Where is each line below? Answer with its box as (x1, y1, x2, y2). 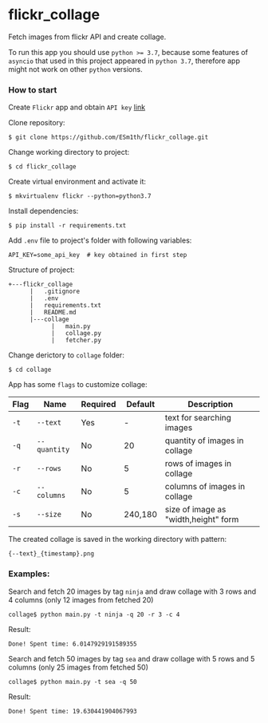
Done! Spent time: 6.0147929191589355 (8, 640, 137, 648)
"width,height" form (164, 514, 239, 525)
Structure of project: (8, 265, 75, 275)
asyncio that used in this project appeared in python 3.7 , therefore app (8, 56, 241, 65)
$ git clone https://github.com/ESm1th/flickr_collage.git (8, 133, 209, 141)
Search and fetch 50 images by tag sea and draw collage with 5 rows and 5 (8, 654, 255, 663)
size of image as (164, 504, 227, 516)
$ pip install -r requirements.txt (8, 222, 127, 230)
